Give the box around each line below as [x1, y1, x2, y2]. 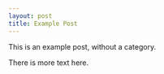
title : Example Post [8, 20, 79, 28]
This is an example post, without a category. [8, 41, 157, 51]
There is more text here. [8, 58, 89, 67]
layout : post [8, 11, 53, 20]
